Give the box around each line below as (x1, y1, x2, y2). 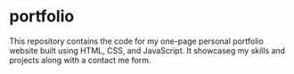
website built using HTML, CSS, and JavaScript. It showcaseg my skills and (9, 45, 286, 55)
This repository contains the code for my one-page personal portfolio (9, 36, 265, 46)
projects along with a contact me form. (9, 54, 151, 65)
